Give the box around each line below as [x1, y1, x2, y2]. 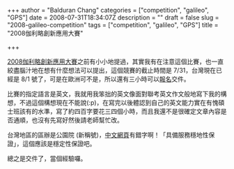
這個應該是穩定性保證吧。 [22, 140, 96, 147]
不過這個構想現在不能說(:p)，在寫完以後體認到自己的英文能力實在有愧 [19, 98, 219, 107]
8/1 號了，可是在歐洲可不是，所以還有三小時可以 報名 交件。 [20, 75, 190, 83]
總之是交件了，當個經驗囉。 [7, 154, 87, 163]
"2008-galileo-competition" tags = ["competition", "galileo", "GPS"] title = [7, 21, 219, 29]
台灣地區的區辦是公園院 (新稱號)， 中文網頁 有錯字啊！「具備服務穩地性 [7, 131, 209, 139]
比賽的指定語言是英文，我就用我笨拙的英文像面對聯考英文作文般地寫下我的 [7, 90, 221, 98]
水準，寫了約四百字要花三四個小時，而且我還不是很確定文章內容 [37, 108, 221, 115]
